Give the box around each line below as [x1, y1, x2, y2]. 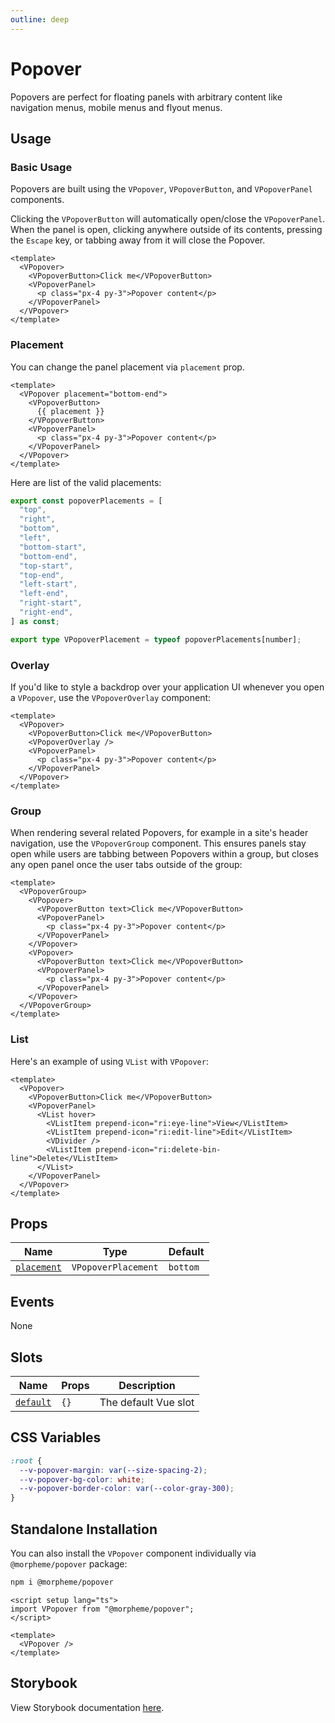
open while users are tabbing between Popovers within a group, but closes [10, 848, 319, 860]
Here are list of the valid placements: [10, 476, 162, 488]
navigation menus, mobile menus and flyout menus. [10, 101, 223, 113]
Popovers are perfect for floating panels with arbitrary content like [10, 91, 283, 103]
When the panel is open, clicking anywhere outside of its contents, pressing [10, 224, 323, 236]
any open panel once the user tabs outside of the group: [10, 859, 243, 871]
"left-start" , [19, 579, 78, 590]
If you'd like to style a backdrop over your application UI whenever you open [10, 681, 325, 693]
